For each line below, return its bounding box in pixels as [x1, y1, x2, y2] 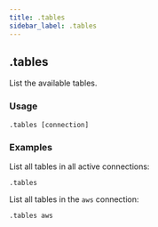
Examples [9, 141, 53, 153]
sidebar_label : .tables [9, 21, 98, 30]
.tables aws [9, 211, 53, 220]
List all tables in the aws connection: [9, 193, 139, 205]
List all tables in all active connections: [9, 161, 150, 172]
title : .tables [9, 12, 66, 22]
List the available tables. [9, 77, 98, 89]
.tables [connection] [9, 120, 90, 129]
